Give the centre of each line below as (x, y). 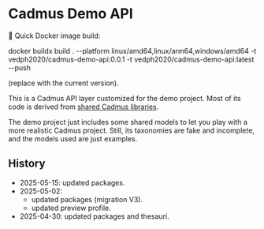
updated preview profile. (71, 208)
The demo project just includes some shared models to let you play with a (128, 122)
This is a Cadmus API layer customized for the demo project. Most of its (125, 98)
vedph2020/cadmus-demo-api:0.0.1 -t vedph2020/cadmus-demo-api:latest (131, 59)
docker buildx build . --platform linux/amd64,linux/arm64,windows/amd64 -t (132, 51)
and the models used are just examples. (73, 138)
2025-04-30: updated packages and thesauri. (94, 216)
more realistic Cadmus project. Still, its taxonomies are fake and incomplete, (131, 130)
